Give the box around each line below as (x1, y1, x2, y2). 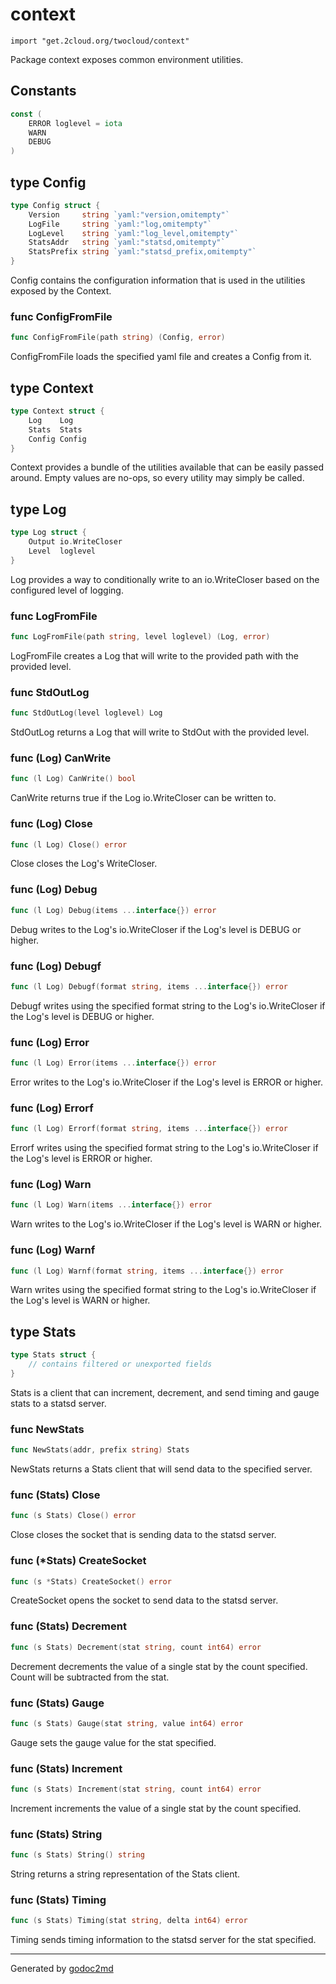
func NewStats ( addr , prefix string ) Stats (10, 1445, 190, 1455)
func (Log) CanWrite (10, 751, 112, 765)
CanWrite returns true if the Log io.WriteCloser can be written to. (10, 792, 277, 804)
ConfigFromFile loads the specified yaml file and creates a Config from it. (10, 351, 312, 363)
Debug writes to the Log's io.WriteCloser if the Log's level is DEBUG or (10, 923, 302, 935)
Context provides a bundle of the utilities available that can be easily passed (10, 461, 325, 473)
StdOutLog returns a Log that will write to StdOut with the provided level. (10, 726, 310, 738)
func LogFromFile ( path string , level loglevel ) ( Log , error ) (10, 632, 271, 642)
